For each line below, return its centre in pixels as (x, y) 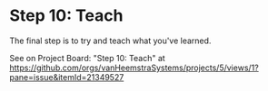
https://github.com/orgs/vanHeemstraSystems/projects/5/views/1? (134, 68)
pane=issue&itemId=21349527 (67, 77)
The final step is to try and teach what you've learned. (110, 41)
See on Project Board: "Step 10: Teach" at (87, 58)
